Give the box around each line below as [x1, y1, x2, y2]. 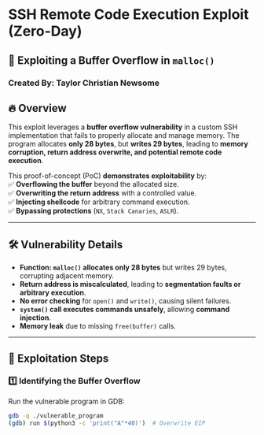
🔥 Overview [8, 101, 67, 115]
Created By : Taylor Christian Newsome [8, 77, 159, 88]
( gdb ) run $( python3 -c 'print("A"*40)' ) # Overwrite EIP [8, 419, 206, 427]
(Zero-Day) [8, 22, 82, 40]
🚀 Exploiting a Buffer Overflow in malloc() [8, 54, 215, 67]
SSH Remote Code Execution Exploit [8, 6, 249, 24]
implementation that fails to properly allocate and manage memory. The [8, 131, 240, 140]
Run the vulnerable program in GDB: [8, 396, 125, 406]
